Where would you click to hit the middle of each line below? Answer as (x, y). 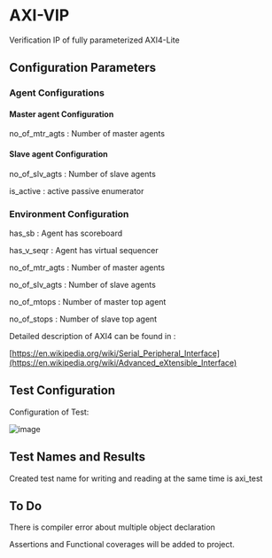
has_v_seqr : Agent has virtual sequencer (84, 250)
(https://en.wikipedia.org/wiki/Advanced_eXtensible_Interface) (123, 362)
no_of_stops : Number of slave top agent (83, 319)
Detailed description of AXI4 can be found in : (93, 336)
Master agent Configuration (62, 114)
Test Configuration (62, 391)
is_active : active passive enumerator (77, 190)
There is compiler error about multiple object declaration (112, 527)
